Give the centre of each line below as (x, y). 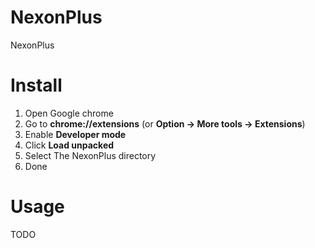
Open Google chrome (69, 113)
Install (36, 85)
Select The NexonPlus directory (90, 155)
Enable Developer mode (75, 134)
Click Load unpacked (69, 145)
